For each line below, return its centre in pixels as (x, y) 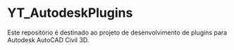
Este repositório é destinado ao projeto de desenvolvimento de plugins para (117, 32)
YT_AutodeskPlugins (70, 13)
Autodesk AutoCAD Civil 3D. (48, 39)
